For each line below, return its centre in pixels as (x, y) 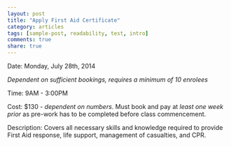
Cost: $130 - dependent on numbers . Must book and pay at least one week (115, 107)
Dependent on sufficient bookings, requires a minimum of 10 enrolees (108, 80)
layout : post (26, 14)
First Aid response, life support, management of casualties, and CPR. (107, 135)
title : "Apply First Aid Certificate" (64, 20)
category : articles (36, 27)
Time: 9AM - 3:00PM (38, 93)
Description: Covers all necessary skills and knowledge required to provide (115, 127)
